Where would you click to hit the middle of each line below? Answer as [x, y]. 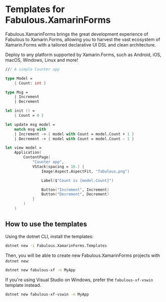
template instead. [23, 285]
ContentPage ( [37, 157]
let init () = [20, 111]
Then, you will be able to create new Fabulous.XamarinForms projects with [83, 255]
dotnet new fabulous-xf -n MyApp [40, 270]
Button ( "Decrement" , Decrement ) [75, 194]
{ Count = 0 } [29, 116]
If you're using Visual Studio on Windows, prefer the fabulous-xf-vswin [79, 280]
